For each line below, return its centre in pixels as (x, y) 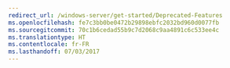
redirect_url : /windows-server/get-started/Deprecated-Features (115, 15)
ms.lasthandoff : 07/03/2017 (54, 52)
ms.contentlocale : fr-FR (49, 45)
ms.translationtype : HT (47, 37)
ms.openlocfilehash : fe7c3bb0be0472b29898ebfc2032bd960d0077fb (114, 23)
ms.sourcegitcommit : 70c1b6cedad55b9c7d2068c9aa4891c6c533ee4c (114, 30)
